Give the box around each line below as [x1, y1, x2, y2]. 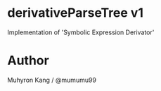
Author [7, 52, 49, 69]
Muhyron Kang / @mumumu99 [7, 76, 97, 84]
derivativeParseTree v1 [7, 5, 144, 21]
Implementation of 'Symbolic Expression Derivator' [7, 28, 155, 36]
